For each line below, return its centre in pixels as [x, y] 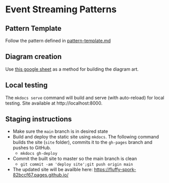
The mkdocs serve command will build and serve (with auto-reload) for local [85, 97]
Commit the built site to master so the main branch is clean [75, 159]
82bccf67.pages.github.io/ [40, 175]
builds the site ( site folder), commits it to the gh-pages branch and [82, 143]
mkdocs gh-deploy [39, 154]
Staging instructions [39, 119]
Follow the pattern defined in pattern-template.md [58, 40]
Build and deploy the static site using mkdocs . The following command [86, 137]
